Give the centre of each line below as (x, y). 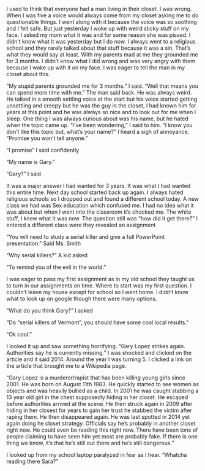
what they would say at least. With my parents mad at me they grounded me (102, 54)
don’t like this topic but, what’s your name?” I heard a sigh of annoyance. (98, 132)
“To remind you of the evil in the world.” (56, 267)
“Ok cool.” (19, 334)
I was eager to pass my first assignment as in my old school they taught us (100, 279)
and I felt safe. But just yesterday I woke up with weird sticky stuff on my (98, 28)
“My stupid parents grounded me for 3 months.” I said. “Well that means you (102, 86)
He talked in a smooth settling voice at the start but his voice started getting (102, 99)
